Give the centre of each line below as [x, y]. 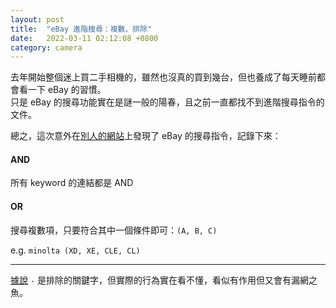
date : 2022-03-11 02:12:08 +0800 [84, 38]
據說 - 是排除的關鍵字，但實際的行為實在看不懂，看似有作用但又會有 [151, 280]
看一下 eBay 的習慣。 [62, 90]
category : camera [46, 47]
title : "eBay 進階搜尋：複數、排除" [81, 29]
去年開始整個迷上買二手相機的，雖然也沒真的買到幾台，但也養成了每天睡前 [163, 77]
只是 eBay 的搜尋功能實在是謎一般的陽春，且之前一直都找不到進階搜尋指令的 [167, 102]
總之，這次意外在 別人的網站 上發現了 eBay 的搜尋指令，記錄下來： [146, 136]
